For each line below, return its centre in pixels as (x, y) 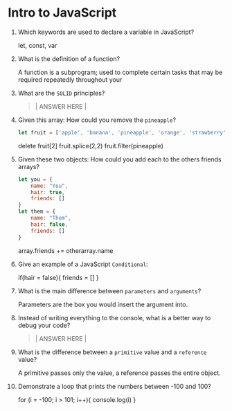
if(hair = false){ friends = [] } (58, 277)
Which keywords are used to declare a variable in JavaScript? (106, 32)
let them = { (37, 212)
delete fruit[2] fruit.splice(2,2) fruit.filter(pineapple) (90, 146)
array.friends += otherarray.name (65, 250)
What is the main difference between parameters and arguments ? (109, 291)
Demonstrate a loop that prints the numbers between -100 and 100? (115, 386)
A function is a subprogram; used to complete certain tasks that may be (120, 72)
